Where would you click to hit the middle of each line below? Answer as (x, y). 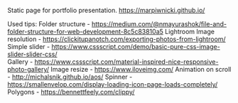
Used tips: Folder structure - (49, 24)
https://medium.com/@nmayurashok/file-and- (159, 24)
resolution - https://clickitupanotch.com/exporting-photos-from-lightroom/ (117, 39)
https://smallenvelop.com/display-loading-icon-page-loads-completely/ (113, 84)
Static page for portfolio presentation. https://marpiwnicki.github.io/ (106, 10)
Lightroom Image (190, 32)
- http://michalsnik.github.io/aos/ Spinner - (70, 77)
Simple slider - (29, 47)
